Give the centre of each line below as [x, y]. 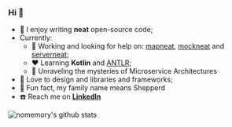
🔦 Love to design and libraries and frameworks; [96, 80]
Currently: [36, 38]
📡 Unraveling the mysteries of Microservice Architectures [124, 71]
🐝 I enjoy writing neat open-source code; [86, 30]
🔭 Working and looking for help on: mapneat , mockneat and [128, 46]
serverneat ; [50, 55]
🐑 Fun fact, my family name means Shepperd [92, 88]
